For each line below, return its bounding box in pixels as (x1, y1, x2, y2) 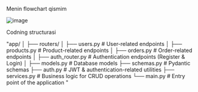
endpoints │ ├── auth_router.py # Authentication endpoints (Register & (6, 53, 185, 60)
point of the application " (6, 79, 69, 86)
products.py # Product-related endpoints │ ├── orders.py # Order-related (6, 47, 193, 54)
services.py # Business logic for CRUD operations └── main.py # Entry (6, 73, 186, 79)
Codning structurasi (6, 28, 56, 36)
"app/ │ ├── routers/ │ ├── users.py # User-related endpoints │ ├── (6, 41, 183, 47)
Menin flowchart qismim (6, 5, 67, 12)
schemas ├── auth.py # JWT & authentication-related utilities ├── (6, 66, 175, 73)
